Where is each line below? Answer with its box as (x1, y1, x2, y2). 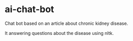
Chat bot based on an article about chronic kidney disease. (5, 20, 128, 26)
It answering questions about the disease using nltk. (5, 30, 114, 36)
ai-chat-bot (5, 4, 54, 15)
